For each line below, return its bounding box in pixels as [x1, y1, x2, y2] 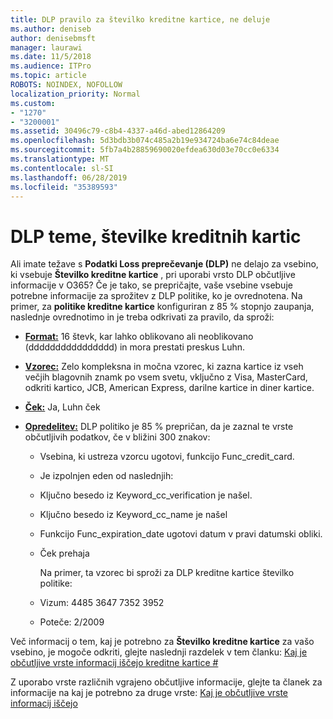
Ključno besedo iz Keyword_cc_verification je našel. [39, 489, 253, 501]
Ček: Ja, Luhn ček [24, 401, 101, 413]
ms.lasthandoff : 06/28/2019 [10, 172, 128, 183]
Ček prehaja [39, 547, 90, 560]
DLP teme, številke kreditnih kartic [10, 225, 302, 248]
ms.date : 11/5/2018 [10, 52, 92, 62]
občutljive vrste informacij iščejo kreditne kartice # [10, 657, 219, 669]
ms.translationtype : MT [10, 154, 110, 164]
